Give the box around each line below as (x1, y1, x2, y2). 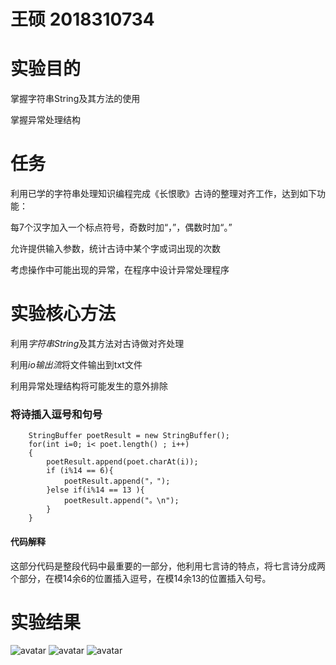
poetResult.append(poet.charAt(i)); (46, 457, 199, 467)
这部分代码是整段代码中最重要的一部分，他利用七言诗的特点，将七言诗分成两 (10, 560, 326, 572)
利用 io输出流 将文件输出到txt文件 (10, 359, 143, 370)
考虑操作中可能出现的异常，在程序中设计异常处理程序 (10, 264, 230, 276)
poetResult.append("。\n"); (63, 496, 180, 506)
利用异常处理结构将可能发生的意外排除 (10, 380, 168, 392)
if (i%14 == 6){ (46, 466, 114, 476)
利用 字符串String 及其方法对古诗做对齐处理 (10, 338, 185, 349)
